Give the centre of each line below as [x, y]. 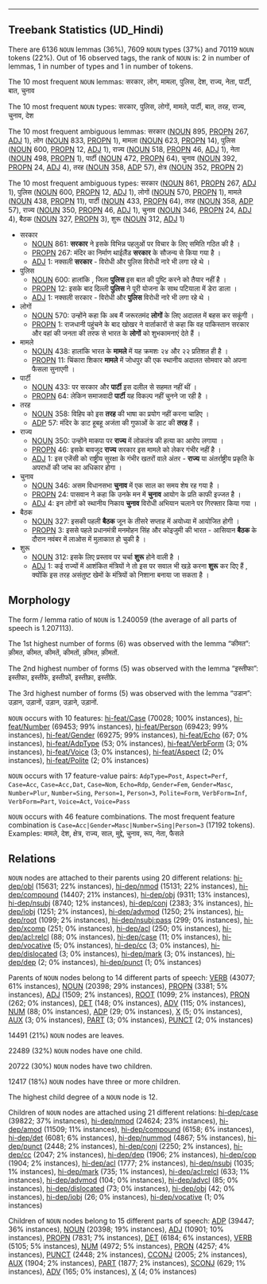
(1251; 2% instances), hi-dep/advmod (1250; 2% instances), [135, 912]
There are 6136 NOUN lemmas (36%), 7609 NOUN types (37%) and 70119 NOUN [131, 49]
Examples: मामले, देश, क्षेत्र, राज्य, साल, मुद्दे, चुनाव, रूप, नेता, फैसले [96, 833]
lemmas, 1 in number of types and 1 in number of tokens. [101, 66]
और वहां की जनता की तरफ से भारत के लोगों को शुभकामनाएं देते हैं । [116, 333]
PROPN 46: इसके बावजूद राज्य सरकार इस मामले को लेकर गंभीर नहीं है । [126, 449]
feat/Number [29, 726]
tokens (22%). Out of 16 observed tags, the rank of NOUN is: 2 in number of [129, 57]
